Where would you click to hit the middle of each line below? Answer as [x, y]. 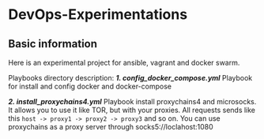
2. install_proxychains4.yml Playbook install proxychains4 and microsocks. [132, 101]
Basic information [53, 44]
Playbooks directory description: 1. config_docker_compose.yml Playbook [130, 78]
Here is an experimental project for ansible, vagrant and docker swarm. [124, 62]
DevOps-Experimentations [98, 15]
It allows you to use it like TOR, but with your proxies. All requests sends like [132, 110]
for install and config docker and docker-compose [90, 86]
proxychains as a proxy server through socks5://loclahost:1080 [111, 127]
